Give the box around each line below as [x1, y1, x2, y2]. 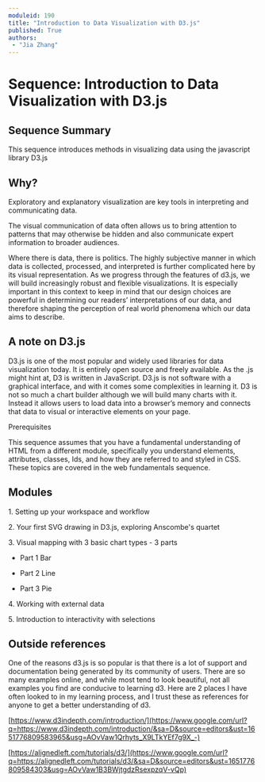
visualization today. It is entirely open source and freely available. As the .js [8, 364, 254, 374]
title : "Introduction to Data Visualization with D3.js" [8, 19, 201, 27]
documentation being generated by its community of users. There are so [8, 667, 246, 677]
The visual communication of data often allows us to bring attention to [8, 220, 237, 230]
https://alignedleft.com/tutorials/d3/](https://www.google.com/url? [10, 748, 229, 757]
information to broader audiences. [8, 237, 120, 247]
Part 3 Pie [19, 584, 52, 593]
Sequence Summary [8, 124, 111, 137]
